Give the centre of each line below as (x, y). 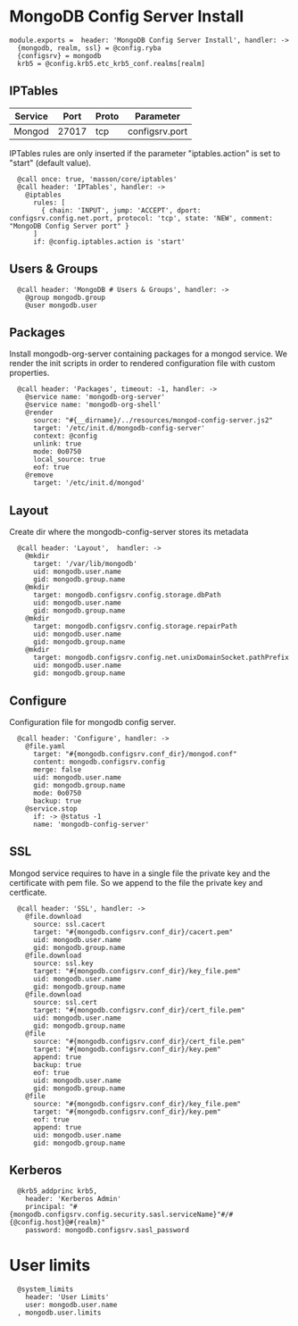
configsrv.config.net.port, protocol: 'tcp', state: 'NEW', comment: (141, 218)
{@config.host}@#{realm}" (57, 1222)
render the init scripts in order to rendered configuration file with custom (142, 363)
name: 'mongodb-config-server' (91, 824)
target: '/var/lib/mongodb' (85, 564)
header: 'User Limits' (67, 1297)
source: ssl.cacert (69, 924)
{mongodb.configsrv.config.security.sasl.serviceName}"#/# (121, 1214)
